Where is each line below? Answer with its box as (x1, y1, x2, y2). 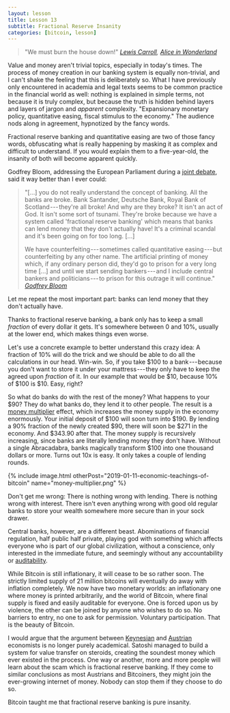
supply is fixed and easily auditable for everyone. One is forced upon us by (8, 599, 218, 607)
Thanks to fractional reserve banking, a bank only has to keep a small (8, 316, 203, 324)
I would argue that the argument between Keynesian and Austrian (8, 634, 192, 642)
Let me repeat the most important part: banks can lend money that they (8, 295, 209, 303)
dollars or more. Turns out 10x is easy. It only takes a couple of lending (8, 451, 207, 460)
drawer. (8, 514, 29, 523)
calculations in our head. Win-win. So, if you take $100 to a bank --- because (8, 358, 222, 366)
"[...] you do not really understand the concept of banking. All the (24, 188, 208, 197)
